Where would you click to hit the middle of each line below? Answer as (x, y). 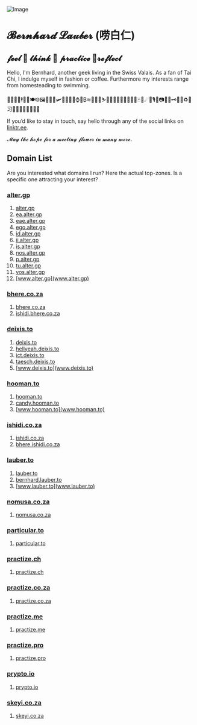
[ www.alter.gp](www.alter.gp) (52, 278)
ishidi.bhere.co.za (38, 314)
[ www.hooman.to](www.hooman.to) (60, 409)
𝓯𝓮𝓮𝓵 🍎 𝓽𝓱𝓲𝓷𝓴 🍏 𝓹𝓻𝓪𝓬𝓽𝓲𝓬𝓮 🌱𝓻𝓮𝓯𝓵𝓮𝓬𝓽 (64, 58)
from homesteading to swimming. (48, 85)
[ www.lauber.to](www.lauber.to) (55, 486)
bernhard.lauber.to (39, 479)
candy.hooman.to (37, 403)
